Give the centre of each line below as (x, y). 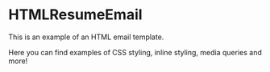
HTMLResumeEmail (75, 15)
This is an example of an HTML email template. (86, 37)
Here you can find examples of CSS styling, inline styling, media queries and (135, 52)
